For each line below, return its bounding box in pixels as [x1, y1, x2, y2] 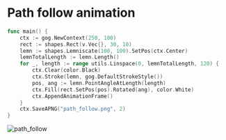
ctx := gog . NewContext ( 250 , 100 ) [19, 34, 117, 41]
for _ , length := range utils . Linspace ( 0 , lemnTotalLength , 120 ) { [19, 61, 220, 68]
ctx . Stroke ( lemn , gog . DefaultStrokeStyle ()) [32, 73, 163, 81]
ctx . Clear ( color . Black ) [32, 67, 101, 74]
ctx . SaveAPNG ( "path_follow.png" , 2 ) [19, 106, 127, 113]
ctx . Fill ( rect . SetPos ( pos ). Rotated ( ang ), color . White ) [32, 86, 195, 93]
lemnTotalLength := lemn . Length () [19, 54, 120, 61]
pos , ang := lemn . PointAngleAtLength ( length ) [32, 79, 167, 86]
